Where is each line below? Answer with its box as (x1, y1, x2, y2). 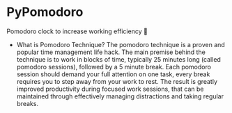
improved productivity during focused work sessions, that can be (16, 85, 204, 93)
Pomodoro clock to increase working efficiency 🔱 (6, 27, 148, 35)
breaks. (16, 99, 39, 107)
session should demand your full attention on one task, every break (16, 70, 210, 78)
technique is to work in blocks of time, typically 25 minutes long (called (16, 55, 221, 63)
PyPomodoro (6, 4, 84, 20)
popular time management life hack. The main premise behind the (16, 48, 206, 56)
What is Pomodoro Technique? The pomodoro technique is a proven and (16, 40, 226, 49)
